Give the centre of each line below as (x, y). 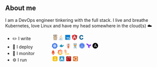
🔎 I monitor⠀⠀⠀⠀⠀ (31, 53)
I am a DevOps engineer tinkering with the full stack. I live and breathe (77, 20)
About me (21, 8)
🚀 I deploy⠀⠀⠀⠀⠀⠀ (32, 47)
